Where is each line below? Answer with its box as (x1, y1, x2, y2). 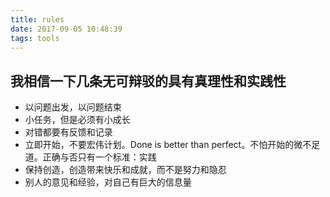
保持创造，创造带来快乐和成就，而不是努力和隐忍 (24, 164, 227, 176)
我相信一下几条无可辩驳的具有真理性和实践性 (10, 72, 287, 90)
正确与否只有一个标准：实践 (42, 151, 157, 163)
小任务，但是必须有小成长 (24, 114, 131, 126)
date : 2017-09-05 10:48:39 (10, 24, 123, 34)
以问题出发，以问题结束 (24, 101, 122, 113)
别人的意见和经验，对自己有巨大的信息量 (24, 176, 192, 188)
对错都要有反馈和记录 (24, 126, 113, 138)
